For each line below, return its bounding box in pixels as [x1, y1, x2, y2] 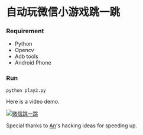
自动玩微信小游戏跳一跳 [6, 5, 121, 19]
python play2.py [6, 87, 46, 94]
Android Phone [14, 59, 51, 66]
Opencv [14, 47, 34, 54]
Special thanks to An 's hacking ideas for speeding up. [6, 122, 138, 129]
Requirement [6, 27, 44, 36]
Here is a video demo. [6, 98, 60, 105]
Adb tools [14, 53, 38, 60]
